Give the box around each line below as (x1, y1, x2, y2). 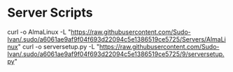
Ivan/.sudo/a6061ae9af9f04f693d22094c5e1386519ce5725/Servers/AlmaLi (7, 35, 226, 43)
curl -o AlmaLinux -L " (7, 28, 71, 36)
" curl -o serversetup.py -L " (17, 42, 100, 51)
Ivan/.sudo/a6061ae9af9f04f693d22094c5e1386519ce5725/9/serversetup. (7, 50, 225, 58)
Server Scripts (7, 5, 93, 21)
